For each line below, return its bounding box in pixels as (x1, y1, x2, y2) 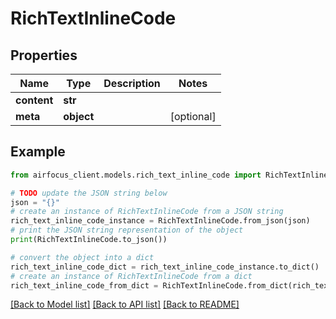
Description (103, 77, 161, 90)
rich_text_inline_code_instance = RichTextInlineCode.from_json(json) (10, 216, 311, 226)
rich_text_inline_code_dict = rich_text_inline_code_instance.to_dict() (10, 262, 320, 272)
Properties (10, 47, 78, 64)
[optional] (169, 110, 217, 123)
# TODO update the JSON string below (10, 188, 168, 198)
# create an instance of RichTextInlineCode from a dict (10, 271, 253, 281)
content (15, 93, 54, 107)
